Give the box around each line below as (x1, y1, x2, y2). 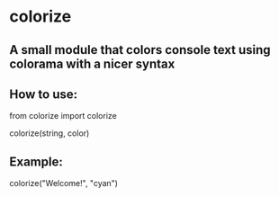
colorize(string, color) (9, 128, 90, 139)
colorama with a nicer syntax (9, 56, 175, 71)
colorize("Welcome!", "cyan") (9, 178, 119, 189)
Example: (9, 154, 63, 169)
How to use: (9, 86, 78, 102)
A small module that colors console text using (9, 42, 272, 58)
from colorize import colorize (9, 111, 117, 121)
